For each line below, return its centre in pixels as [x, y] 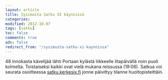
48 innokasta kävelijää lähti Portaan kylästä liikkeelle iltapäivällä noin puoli [82, 61]
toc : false [17, 33]
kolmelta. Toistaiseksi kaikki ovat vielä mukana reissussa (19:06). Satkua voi [84, 66]
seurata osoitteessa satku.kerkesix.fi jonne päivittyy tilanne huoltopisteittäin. [84, 72]
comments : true [21, 38]
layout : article [22, 10]
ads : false [17, 42]
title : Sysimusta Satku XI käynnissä [45, 14]
